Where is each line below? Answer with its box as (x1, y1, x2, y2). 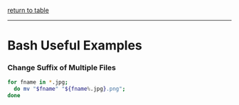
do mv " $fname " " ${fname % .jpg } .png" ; (14, 85, 126, 93)
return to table (7, 6, 50, 14)
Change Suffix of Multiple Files (7, 63, 116, 73)
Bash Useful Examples (7, 38, 142, 54)
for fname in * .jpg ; (7, 79, 69, 86)
